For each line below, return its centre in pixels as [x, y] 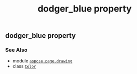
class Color [24, 66]
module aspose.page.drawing [42, 61]
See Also [16, 50]
